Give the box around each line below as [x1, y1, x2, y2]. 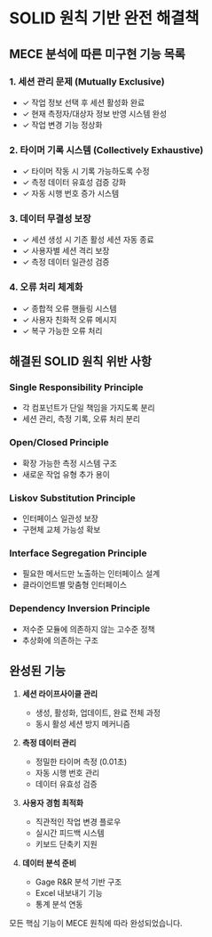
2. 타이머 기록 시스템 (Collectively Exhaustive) [9, 143, 204, 156]
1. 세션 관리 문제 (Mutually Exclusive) [9, 75, 166, 87]
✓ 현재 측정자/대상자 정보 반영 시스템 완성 [21, 108, 167, 118]
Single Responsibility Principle [9, 381, 144, 394]
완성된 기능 [9, 664, 67, 679]
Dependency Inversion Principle [9, 602, 151, 615]
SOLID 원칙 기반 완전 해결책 [9, 8, 200, 29]
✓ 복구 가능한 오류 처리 [21, 325, 103, 336]
